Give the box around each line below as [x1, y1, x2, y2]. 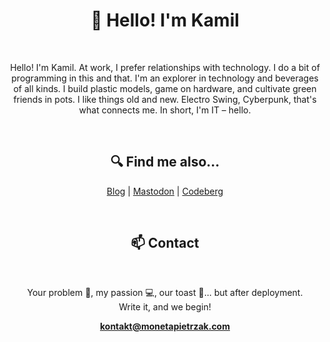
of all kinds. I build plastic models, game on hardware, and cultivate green [13, 82, 317, 94]
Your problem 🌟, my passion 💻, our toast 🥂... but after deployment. [26, 286, 304, 298]
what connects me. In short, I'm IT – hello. [78, 104, 252, 116]
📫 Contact [130, 235, 200, 252]
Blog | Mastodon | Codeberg [106, 185, 224, 197]
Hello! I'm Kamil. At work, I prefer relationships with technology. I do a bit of [10, 61, 320, 73]
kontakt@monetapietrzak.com [100, 320, 230, 332]
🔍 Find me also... [110, 154, 220, 171]
